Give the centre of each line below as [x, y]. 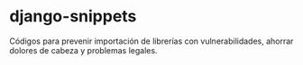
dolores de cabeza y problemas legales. [83, 50]
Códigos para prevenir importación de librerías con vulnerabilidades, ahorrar [151, 41]
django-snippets [73, 16]
